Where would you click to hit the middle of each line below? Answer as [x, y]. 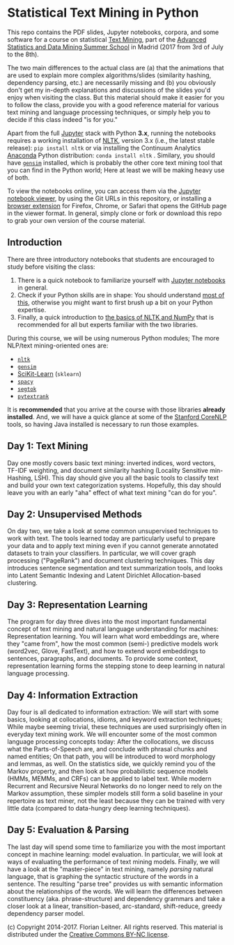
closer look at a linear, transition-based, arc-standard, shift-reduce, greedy [115, 906]
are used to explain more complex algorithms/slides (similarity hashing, [109, 75]
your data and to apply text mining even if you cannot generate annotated [113, 546]
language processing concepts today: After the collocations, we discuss [111, 742]
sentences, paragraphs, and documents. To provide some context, [103, 659]
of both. [18, 177]
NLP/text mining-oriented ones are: [58, 345]
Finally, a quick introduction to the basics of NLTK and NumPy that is [116, 317]
